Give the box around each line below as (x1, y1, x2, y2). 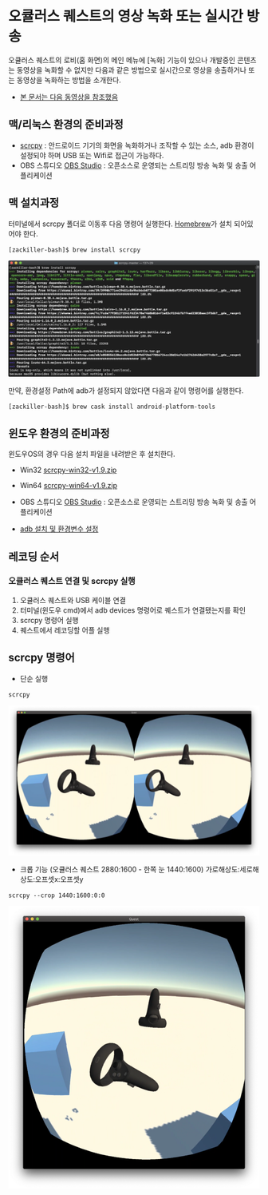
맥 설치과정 (8, 197, 60, 210)
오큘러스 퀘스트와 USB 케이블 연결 (19, 595, 126, 605)
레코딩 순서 (8, 550, 60, 563)
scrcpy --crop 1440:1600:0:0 (8, 891, 105, 899)
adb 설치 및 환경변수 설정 (19, 524, 99, 534)
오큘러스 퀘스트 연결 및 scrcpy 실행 (8, 576, 136, 587)
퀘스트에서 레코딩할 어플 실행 (19, 625, 110, 635)
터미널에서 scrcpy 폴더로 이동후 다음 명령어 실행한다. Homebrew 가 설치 (8, 219, 233, 228)
